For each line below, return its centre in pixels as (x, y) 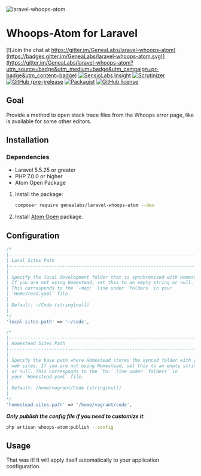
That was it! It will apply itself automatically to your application (83, 460)
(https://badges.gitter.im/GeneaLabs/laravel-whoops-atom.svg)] (86, 56)
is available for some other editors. (49, 121)
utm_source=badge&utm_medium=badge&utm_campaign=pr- (83, 69)
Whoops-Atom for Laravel (72, 33)
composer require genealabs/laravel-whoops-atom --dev (85, 205)
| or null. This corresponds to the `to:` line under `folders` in (92, 371)
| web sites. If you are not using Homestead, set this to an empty (93, 366)
